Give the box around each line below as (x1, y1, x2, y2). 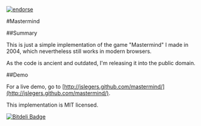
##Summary (6, 29, 38, 37)
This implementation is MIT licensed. (6, 101, 99, 108)
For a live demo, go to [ (6, 83, 65, 90)
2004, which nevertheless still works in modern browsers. (6, 47, 152, 55)
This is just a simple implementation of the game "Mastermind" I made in (6, 41, 189, 48)
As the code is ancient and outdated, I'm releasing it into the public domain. (6, 60, 196, 66)
